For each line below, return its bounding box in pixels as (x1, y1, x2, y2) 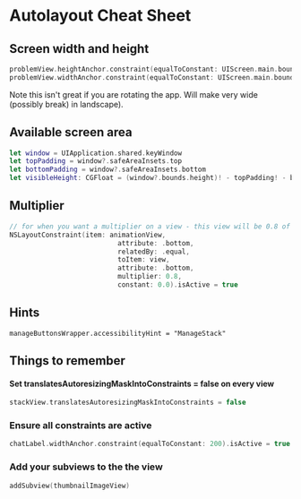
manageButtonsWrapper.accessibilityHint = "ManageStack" (9, 329, 227, 338)
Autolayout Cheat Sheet (9, 5, 192, 26)
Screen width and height (9, 41, 150, 56)
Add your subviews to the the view (9, 460, 163, 473)
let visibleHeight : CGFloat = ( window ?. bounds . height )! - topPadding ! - (9, 174, 287, 183)
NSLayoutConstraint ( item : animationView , (9, 230, 167, 239)
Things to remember (9, 353, 125, 368)
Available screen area (9, 125, 133, 140)
